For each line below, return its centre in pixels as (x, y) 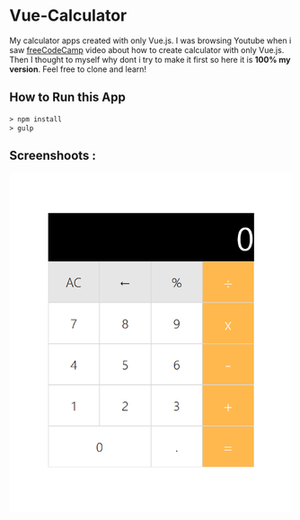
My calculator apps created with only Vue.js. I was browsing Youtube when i (150, 40)
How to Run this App (67, 97)
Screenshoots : (53, 156)
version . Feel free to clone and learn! (78, 69)
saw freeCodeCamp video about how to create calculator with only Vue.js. (147, 49)
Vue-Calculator (68, 16)
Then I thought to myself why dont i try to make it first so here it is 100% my (150, 59)
